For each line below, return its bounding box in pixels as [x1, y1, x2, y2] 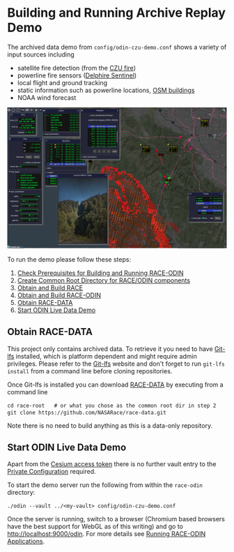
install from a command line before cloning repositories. [7, 366, 173, 375]
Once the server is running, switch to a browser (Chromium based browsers [7, 515, 225, 523]
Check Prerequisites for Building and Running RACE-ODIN [17, 269, 184, 277]
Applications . [7, 537, 45, 546]
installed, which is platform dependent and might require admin [15, 352, 197, 360]
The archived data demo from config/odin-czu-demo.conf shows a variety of [7, 43, 227, 51]
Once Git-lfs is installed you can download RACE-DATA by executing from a [7, 380, 224, 389]
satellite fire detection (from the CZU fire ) [17, 64, 136, 72]
